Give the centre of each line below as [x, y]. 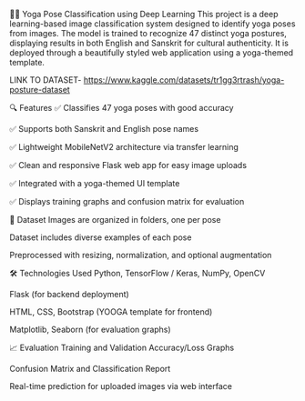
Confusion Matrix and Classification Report [90, 369]
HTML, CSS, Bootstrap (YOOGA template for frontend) [111, 312]
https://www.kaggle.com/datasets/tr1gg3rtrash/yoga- [184, 80]
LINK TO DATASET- [46, 80]
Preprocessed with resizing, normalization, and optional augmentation [141, 255]
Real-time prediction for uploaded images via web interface [121, 386]
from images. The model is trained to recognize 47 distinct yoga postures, [148, 33]
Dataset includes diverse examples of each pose [101, 237]
